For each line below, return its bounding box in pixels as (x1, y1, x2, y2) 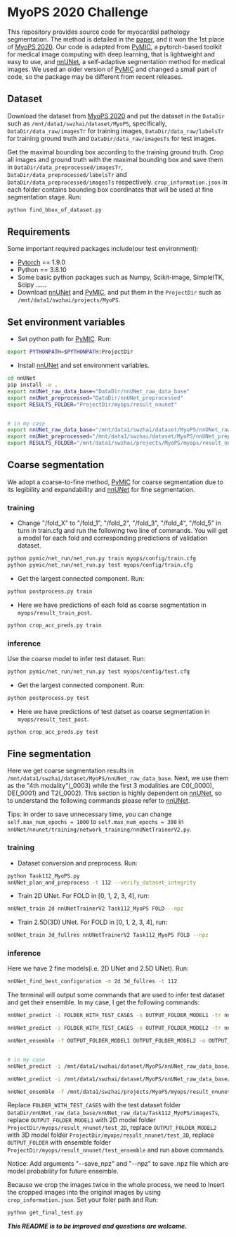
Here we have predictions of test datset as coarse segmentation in (17, 707, 211, 715)
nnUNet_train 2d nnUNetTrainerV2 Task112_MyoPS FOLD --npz (7, 905, 184, 913)
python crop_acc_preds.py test (7, 728, 99, 735)
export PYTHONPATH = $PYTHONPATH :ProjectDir (7, 348, 133, 356)
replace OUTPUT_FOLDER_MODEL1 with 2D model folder (7, 1116, 156, 1124)
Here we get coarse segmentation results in (7, 766, 134, 775)
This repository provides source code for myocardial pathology (7, 27, 190, 36)
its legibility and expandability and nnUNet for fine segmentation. (7, 485, 195, 493)
